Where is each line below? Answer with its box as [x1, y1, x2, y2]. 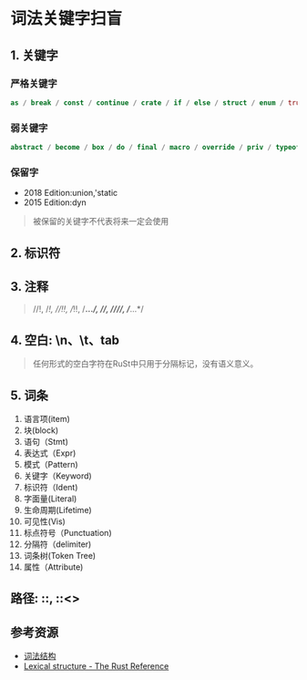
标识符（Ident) [23, 482, 78, 493]
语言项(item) [23, 414, 71, 425]
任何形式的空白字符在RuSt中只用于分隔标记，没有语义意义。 [32, 358, 259, 369]
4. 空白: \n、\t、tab [10, 332, 120, 347]
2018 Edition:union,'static [23, 188, 118, 199]
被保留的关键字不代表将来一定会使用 [32, 216, 169, 227]
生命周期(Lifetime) [23, 505, 92, 516]
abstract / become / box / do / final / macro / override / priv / [10, 143, 272, 152]
